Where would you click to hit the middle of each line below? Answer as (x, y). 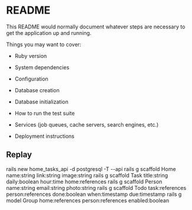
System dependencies (42, 67)
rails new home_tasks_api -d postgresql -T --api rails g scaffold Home (91, 169)
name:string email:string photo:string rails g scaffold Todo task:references (96, 188)
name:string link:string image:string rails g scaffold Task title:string (87, 175)
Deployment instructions (45, 136)
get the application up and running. (49, 33)
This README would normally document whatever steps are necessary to (96, 27)
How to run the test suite (45, 113)
